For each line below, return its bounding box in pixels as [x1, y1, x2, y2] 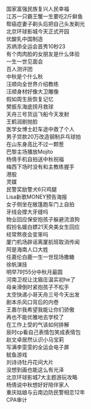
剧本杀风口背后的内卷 [6, 298, 59, 306]
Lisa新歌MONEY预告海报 [6, 193, 68, 200]
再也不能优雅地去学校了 [6, 313, 64, 321]
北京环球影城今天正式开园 [6, 28, 69, 35]
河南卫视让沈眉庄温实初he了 [6, 276, 76, 283]
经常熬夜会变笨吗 [6, 231, 48, 238]
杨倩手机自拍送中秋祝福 [6, 156, 64, 162]
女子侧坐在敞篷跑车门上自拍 [6, 201, 75, 208]
